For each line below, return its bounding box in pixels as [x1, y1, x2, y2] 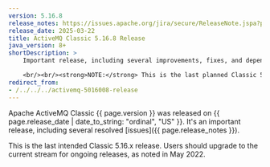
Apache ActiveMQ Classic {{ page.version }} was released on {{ [8, 108, 220, 117]
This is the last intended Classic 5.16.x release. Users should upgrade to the [8, 141, 259, 150]
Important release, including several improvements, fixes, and [22, 57, 243, 65]
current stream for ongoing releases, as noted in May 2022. [8, 149, 207, 159]
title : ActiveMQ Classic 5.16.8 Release [8, 34, 146, 43]
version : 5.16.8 [8, 11, 63, 20]
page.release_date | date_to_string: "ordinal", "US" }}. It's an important [8, 116, 241, 126]
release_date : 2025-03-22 [8, 26, 95, 35]
